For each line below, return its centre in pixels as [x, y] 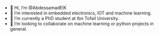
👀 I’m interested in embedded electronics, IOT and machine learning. [81, 13]
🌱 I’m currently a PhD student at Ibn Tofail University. [64, 18]
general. [19, 29]
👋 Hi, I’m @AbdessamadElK [38, 8]
